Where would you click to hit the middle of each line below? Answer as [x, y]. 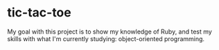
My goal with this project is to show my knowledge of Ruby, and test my [110, 32]
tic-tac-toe [39, 13]
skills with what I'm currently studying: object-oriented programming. [106, 38]
